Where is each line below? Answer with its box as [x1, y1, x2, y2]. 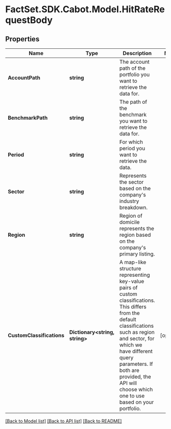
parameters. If [119, 360, 153, 367]
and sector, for [119, 335, 155, 342]
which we [119, 341, 142, 348]
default [119, 316, 136, 323]
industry [119, 197, 139, 205]
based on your [119, 398, 154, 406]
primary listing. [119, 250, 155, 258]
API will [119, 380, 137, 386]
